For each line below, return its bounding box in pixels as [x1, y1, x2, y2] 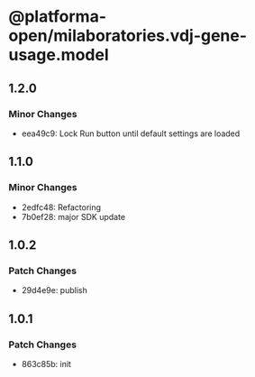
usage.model [8, 45, 109, 65]
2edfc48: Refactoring [21, 201, 101, 213]
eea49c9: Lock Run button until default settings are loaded [21, 128, 241, 139]
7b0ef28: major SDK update [21, 211, 126, 222]
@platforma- [8, 6, 107, 27]
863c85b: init [21, 358, 71, 369]
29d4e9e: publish [21, 285, 87, 296]
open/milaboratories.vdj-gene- [8, 25, 248, 46]
